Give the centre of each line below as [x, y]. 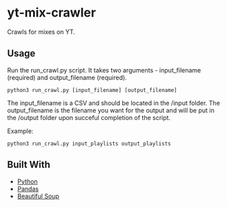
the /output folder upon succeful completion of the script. [89, 117]
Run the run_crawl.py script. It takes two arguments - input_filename [104, 70]
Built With [29, 165]
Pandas [28, 188]
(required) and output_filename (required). [67, 77]
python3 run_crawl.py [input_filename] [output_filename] [92, 90]
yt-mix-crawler [52, 13]
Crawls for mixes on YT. [41, 32]
